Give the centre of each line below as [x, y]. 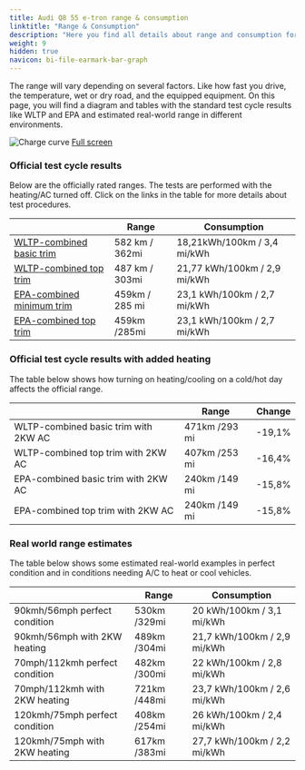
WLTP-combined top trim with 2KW [90, 452]
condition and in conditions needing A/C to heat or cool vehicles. [131, 572]
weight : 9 [28, 43]
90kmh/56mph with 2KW [68, 637]
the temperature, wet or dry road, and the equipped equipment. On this [142, 95]
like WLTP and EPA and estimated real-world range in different [126, 115]
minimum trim [43, 306]
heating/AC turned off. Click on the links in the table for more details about [148, 195]
